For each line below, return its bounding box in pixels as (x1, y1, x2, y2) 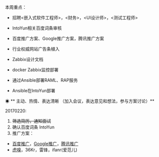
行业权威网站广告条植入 (12, 46, 60, 52)
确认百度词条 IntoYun (12, 124, 55, 130)
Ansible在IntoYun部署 (12, 88, 55, 93)
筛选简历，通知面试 (12, 118, 51, 124)
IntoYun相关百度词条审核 (12, 25, 62, 31)
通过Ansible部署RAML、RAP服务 (12, 78, 78, 83)
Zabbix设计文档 (12, 56, 44, 62)
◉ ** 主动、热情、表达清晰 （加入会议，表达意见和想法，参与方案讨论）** (5, 98, 155, 104)
